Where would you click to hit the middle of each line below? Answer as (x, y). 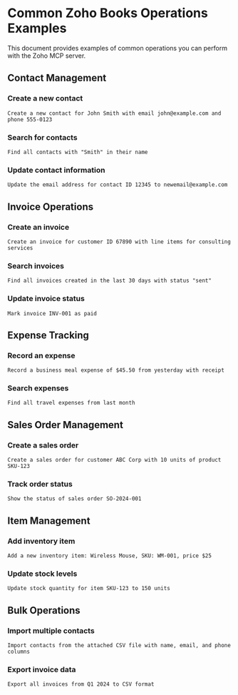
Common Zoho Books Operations (108, 13)
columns (19, 652)
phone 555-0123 (30, 119)
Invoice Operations (51, 207)
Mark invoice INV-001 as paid (52, 313)
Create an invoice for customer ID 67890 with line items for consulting (119, 242)
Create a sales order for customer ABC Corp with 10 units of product (114, 460)
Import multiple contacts (51, 631)
